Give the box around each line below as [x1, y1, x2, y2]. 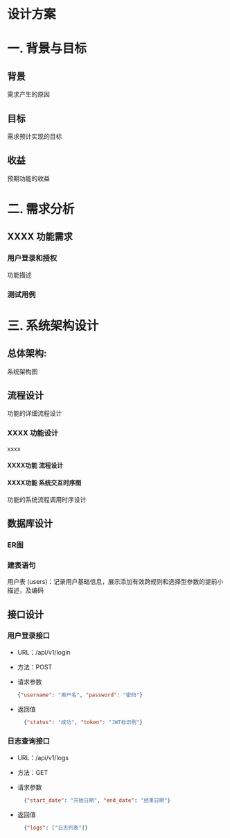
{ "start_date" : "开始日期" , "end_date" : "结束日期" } [24, 796, 171, 804]
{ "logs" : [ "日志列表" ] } [24, 824, 88, 831]
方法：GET [17, 768, 48, 776]
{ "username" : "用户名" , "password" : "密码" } [17, 692, 143, 698]
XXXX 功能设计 [7, 428, 59, 438]
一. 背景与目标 [7, 41, 87, 56]
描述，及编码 [7, 586, 44, 594]
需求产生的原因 [7, 90, 50, 99]
